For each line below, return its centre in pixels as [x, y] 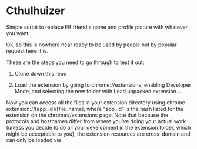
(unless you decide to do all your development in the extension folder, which [98, 127]
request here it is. [27, 50]
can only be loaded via [34, 140]
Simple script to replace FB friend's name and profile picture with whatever [97, 27]
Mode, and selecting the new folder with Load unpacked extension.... [98, 91]
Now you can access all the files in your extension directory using [86, 102]
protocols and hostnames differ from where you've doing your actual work [96, 121]
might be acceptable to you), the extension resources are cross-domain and [98, 134]
